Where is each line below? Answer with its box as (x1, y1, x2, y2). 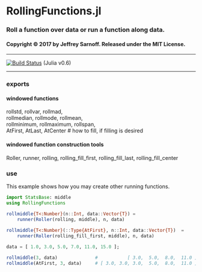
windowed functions (6, 95, 59, 102)
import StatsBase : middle (6, 194, 71, 200)
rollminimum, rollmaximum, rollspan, (6, 121, 96, 128)
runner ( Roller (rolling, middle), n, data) (17, 216, 125, 222)
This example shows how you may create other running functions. (6, 183, 170, 190)
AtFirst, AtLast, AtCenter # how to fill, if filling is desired (6, 127, 143, 134)
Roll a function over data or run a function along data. (6, 26, 165, 34)
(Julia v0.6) (43, 59, 72, 67)
